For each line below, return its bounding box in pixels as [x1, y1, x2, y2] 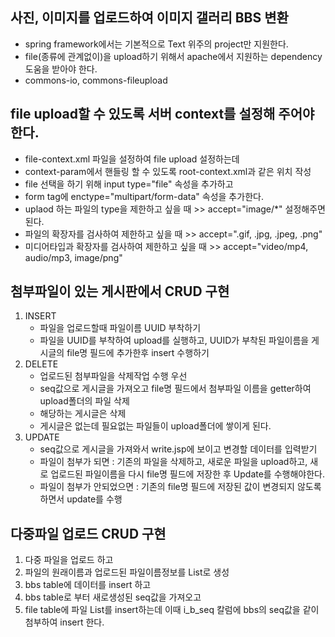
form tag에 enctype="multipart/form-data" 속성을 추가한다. [24, 190, 264, 202]
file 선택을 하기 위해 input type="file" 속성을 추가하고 [24, 178, 234, 190]
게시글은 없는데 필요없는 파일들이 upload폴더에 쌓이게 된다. [39, 420, 272, 432]
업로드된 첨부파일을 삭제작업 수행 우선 [39, 370, 188, 382]
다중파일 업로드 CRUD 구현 [10, 525, 167, 542]
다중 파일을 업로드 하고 [24, 554, 114, 566]
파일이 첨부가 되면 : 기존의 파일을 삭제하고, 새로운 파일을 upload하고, [39, 456, 308, 468]
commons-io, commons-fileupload [24, 74, 168, 86]
